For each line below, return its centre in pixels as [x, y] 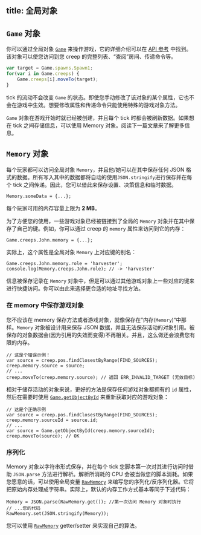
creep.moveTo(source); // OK [43, 436]
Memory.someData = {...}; [39, 196]
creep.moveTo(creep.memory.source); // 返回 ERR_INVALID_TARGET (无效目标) [101, 377]
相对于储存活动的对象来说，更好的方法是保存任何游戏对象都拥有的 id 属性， [101, 389]
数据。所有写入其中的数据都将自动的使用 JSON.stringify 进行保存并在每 [104, 177]
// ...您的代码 [24, 508]
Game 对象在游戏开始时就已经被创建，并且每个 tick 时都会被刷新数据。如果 [98, 117]
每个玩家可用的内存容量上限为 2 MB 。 [53, 208]
